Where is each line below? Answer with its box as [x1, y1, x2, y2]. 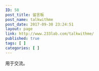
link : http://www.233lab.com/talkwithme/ [5, 31, 94, 36]
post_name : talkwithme [5, 17, 53, 22]
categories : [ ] [5, 45, 40, 51]
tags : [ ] [5, 41, 26, 46]
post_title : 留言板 [5, 12, 44, 17]
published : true [5, 36, 40, 41]
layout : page [5, 27, 33, 32]
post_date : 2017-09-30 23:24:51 [5, 21, 74, 27]
